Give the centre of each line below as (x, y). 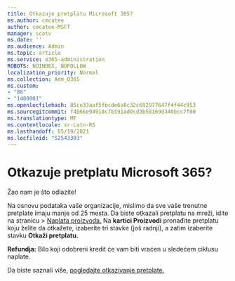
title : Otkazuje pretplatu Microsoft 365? (70, 14)
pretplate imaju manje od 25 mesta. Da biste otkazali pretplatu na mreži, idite (118, 213)
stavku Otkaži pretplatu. (43, 235)
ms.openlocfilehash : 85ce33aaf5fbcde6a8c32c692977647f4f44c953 (102, 105)
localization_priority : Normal (53, 72)
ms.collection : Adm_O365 (43, 79)
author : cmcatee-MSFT (39, 27)
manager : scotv (29, 33)
